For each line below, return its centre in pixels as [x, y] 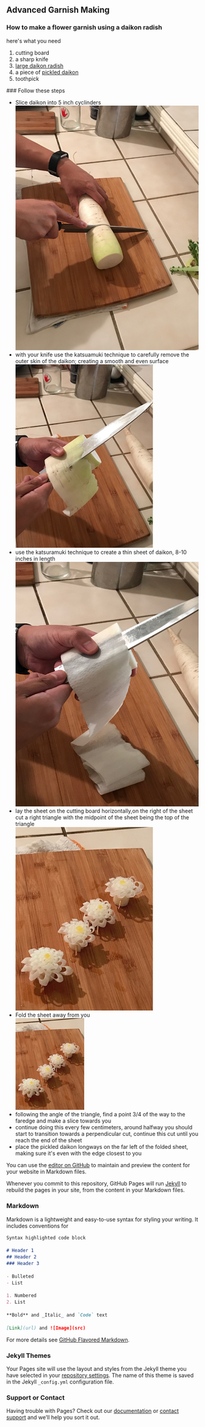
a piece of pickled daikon [47, 72]
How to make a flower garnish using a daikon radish [85, 28]
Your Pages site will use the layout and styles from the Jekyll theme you [97, 1368]
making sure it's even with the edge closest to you [78, 1153]
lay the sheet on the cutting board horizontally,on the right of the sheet [104, 811]
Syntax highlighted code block [46, 1237]
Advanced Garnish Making [58, 10]
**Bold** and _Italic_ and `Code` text [57, 1315]
